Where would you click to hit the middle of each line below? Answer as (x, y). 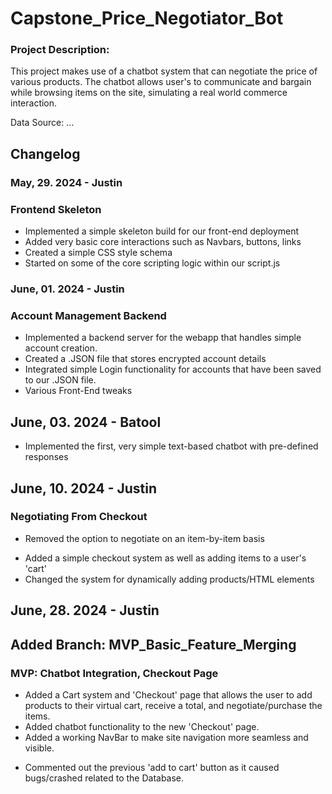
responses (46, 457)
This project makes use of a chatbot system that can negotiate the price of (164, 71)
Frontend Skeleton (56, 209)
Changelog (45, 153)
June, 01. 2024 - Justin (67, 289)
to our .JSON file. (60, 380)
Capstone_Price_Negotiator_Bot (147, 18)
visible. (39, 748)
